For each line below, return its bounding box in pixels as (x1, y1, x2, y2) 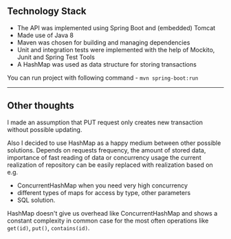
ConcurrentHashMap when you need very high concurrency (16, 181, 188, 190)
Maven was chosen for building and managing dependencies (16, 38, 190, 47)
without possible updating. (7, 125, 82, 133)
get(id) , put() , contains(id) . (7, 223, 90, 232)
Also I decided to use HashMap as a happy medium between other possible (7, 139, 221, 147)
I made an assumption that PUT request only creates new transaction (7, 118, 203, 126)
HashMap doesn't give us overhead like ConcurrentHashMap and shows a (7, 209, 218, 217)
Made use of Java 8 (16, 31, 74, 39)
